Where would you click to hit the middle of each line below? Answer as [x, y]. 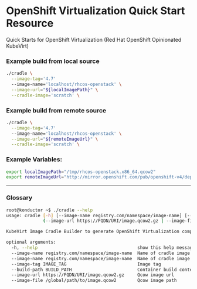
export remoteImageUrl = [35, 177]
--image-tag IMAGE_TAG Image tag [86, 264]
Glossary [19, 198]
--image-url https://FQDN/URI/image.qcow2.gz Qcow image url [93, 275]
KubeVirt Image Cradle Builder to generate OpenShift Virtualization [93, 232]
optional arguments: [31, 243]
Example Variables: [34, 160]
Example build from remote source [56, 110]
